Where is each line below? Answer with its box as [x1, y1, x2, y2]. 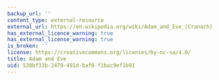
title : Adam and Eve [7, 56, 67, 63]
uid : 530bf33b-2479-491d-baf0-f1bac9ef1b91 [7, 62, 136, 69]
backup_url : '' [7, 10, 51, 17]
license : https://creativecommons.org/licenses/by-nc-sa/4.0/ [7, 49, 191, 56]
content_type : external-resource [7, 17, 104, 24]
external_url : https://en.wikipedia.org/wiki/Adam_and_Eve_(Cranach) [7, 23, 213, 30]
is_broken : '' [7, 42, 49, 49]
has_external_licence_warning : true [7, 29, 113, 37]
